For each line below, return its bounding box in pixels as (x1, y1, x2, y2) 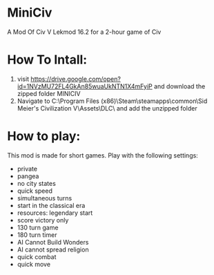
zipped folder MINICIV (17, 89, 81, 97)
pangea (17, 171, 39, 180)
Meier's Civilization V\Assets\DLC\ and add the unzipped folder (17, 104, 198, 112)
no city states (17, 179, 57, 187)
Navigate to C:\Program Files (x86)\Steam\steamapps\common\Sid (17, 97, 208, 105)
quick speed (17, 187, 53, 195)
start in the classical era (17, 201, 86, 209)
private (17, 164, 38, 173)
